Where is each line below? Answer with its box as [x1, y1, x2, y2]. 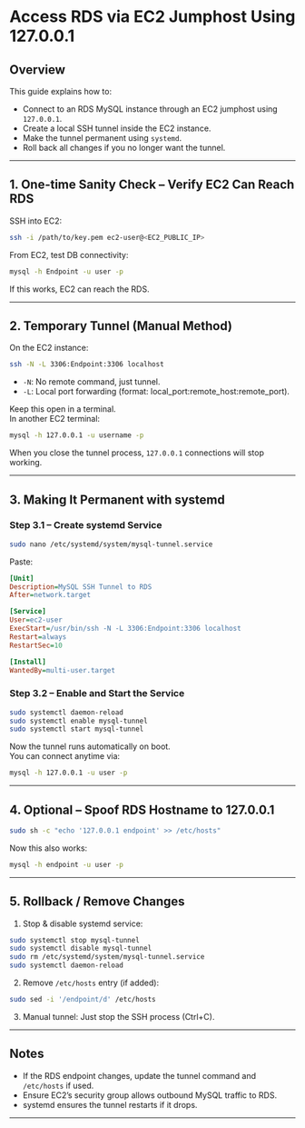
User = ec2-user [9, 615, 64, 624]
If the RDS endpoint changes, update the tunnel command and [22, 1070, 257, 1081]
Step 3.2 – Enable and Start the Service [9, 687, 185, 700]
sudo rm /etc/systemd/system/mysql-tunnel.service [9, 953, 205, 962]
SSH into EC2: [9, 215, 62, 226]
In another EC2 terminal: [9, 414, 101, 424]
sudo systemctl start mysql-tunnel [9, 724, 144, 734]
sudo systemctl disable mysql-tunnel [9, 943, 152, 953]
